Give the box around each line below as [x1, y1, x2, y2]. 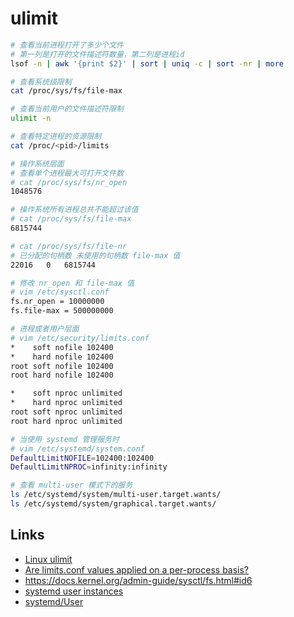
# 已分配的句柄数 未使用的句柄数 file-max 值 [10, 250, 181, 261]
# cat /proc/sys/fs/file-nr [10, 241, 128, 251]
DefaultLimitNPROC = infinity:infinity [10, 462, 168, 472]
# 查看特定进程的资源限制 [10, 132, 102, 142]
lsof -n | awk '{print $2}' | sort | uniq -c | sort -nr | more [10, 58, 284, 69]
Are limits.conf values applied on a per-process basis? [24, 563, 250, 576]
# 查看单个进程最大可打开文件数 [10, 168, 124, 178]
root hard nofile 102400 [10, 370, 114, 381]
